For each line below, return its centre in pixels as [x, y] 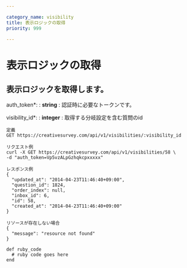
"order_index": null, [39, 190]
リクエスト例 [20, 147]
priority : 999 [24, 28]
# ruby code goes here [40, 255]
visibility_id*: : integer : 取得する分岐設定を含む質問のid [75, 117]
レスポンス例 [20, 169]
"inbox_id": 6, [31, 196]
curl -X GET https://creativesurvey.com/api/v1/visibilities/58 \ [91, 152]
